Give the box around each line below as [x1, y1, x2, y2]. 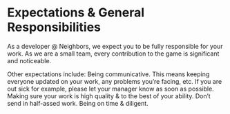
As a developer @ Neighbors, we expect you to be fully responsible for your [7, 42, 223, 50]
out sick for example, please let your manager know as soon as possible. [7, 84, 214, 93]
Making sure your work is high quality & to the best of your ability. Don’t [7, 91, 211, 100]
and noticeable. [7, 56, 52, 65]
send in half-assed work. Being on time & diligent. [7, 99, 148, 107]
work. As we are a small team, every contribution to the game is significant [7, 49, 220, 58]
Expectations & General [7, 5, 145, 21]
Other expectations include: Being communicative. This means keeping [7, 70, 210, 78]
